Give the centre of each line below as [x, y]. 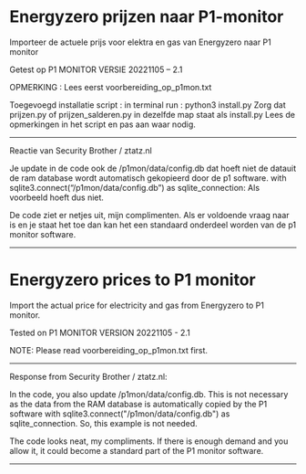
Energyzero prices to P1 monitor [133, 280]
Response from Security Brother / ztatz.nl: [88, 376]
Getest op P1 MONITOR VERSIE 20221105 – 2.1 [96, 69]
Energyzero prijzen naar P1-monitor [147, 17]
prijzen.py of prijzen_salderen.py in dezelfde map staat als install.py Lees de [153, 114]
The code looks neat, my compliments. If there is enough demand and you [149, 441]
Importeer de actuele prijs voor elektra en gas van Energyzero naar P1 [140, 42]
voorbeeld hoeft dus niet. [57, 197]
